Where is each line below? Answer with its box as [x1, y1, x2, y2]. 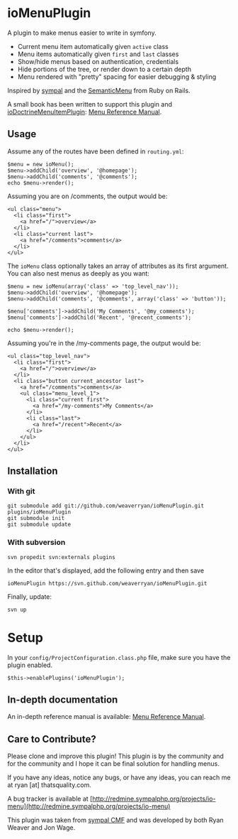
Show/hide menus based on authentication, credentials [17, 57, 179, 65]
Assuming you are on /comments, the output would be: [7, 192, 168, 200]
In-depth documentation [7, 694, 118, 706]
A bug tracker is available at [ [7, 794, 93, 803]
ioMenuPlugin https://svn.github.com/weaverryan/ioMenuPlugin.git [7, 580, 208, 587]
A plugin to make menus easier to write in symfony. [7, 28, 157, 37]
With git [7, 487, 35, 497]
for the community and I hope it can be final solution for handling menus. [7, 759, 220, 768]
